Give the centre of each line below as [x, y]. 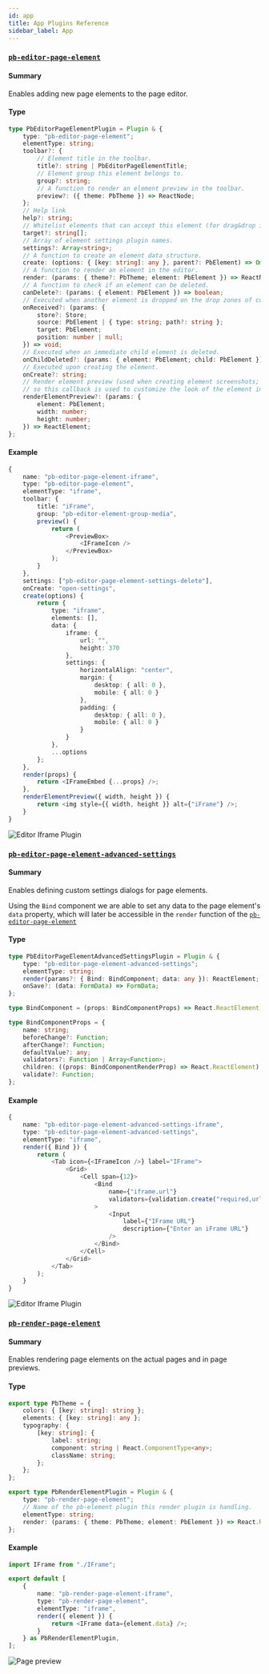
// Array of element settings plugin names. [98, 240]
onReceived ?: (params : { [64, 308]
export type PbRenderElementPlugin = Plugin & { [91, 1492]
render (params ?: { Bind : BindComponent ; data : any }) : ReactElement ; [141, 979]
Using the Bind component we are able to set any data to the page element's [134, 905]
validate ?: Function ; [58, 1075]
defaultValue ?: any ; [57, 1052]
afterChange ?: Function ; [64, 1045]
